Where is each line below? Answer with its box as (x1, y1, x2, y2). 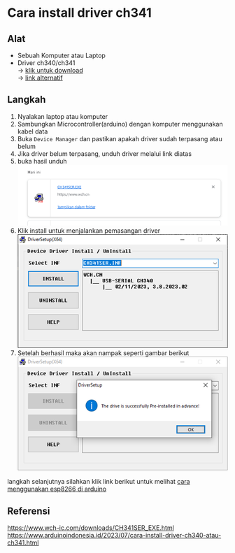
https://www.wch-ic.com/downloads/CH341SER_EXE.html (7, 524, 175, 532)
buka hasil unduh (17, 157, 68, 165)
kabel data (17, 127, 48, 136)
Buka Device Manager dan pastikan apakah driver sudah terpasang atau (17, 134, 222, 143)
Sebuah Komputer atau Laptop (17, 51, 106, 59)
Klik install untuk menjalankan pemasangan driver (17, 227, 161, 235)
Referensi (7, 505, 50, 517)
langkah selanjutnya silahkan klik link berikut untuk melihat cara (7, 477, 190, 486)
